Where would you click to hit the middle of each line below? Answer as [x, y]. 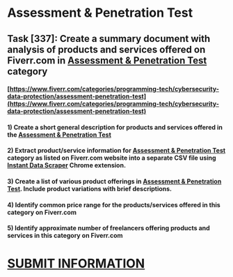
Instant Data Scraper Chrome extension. [67, 165]
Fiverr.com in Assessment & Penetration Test [107, 60]
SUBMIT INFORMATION [76, 264]
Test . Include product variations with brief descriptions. [90, 188]
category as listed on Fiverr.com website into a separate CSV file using [112, 158]
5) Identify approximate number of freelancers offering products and [109, 228]
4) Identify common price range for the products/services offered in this [114, 204]
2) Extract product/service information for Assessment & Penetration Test [116, 151]
